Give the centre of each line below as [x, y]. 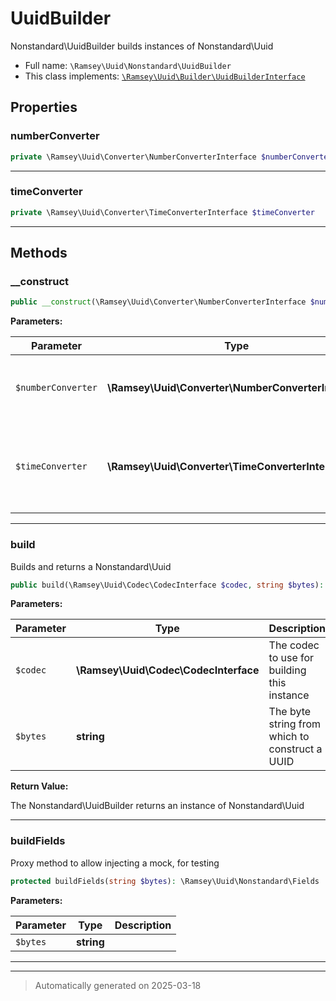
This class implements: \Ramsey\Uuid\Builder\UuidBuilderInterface [165, 76]
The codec [294, 645]
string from [295, 724]
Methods [39, 253]
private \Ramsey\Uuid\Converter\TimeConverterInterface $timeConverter [162, 212]
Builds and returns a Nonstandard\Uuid [91, 566]
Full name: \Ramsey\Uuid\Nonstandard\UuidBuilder [128, 65]
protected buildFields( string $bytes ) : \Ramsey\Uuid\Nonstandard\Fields [165, 881]
